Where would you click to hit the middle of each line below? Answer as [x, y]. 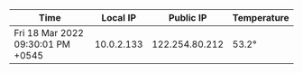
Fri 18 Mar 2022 [49, 33]
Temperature [261, 18]
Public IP [188, 18]
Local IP [119, 18]
